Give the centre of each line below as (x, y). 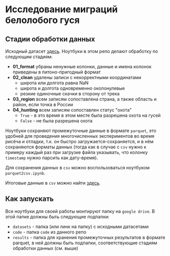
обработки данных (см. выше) (45, 248)
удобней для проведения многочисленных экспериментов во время (80, 136)
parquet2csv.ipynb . (25, 173)
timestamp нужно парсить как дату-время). (52, 158)
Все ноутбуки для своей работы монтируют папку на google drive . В (80, 211)
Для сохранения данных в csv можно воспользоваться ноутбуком (77, 168)
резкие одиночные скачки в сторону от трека (70, 94)
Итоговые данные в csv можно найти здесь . (53, 183)
